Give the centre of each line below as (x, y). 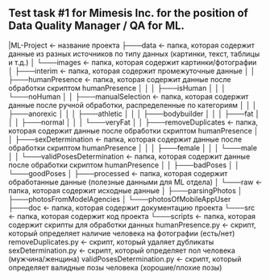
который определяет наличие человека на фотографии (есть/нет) (122, 233)
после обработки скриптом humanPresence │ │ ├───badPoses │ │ (124, 165)
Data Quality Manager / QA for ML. (97, 26)
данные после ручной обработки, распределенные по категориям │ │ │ (133, 105)
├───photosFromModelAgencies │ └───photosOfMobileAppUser (120, 199)
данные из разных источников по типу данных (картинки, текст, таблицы (134, 54)
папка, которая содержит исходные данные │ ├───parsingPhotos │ (126, 190)
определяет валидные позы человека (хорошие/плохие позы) (115, 267)
